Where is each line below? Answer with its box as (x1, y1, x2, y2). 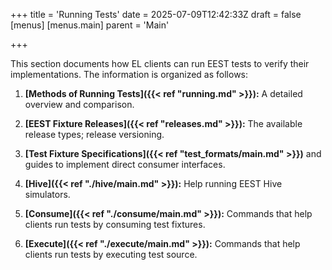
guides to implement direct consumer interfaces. (24, 159, 226, 170)
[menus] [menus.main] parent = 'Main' (10, 19, 170, 31)
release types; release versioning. (24, 129, 165, 140)
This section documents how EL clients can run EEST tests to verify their (10, 58, 310, 69)
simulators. (24, 189, 71, 200)
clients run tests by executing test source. (24, 249, 198, 260)
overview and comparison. (24, 99, 135, 110)
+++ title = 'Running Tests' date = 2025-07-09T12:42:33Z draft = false (10, 9, 302, 20)
